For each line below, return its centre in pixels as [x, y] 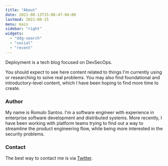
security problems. [25, 134]
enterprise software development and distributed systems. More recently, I [83, 118]
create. [13, 88]
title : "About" [21, 10]
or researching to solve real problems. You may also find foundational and [83, 77]
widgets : [15, 34]
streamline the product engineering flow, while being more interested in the [84, 128]
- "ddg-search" [26, 39]
